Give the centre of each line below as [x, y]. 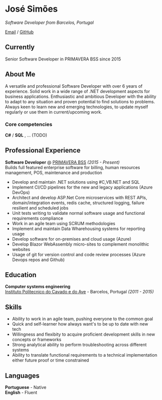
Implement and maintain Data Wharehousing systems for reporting [79, 229]
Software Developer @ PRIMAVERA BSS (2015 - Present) [62, 162]
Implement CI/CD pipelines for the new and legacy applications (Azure [82, 187]
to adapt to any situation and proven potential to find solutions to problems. [80, 101]
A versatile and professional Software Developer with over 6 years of [74, 86]
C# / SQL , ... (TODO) [26, 135]
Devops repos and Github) [38, 260]
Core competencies [29, 124]
